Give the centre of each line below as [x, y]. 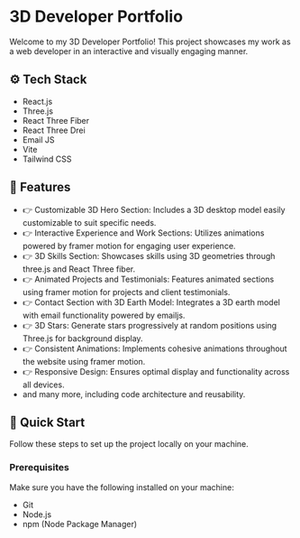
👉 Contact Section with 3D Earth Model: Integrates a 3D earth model [151, 302]
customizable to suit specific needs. [89, 222]
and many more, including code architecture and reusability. [134, 394]
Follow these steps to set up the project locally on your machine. [129, 444]
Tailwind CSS [47, 159]
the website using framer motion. [84, 361]
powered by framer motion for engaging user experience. [129, 246]
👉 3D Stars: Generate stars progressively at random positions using [150, 325]
